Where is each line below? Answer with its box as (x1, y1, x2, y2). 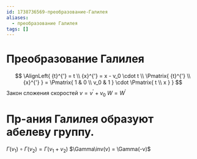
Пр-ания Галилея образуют (6, 112, 154, 125)
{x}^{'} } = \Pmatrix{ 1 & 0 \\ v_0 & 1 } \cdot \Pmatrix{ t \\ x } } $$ (23, 79, 182, 86)
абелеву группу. (6, 125, 95, 139)
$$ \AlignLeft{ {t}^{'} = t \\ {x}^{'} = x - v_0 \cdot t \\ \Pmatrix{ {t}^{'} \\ (15, 72, 191, 80)
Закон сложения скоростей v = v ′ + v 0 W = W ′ (6, 88, 127, 98)
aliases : (6, 15, 29, 21)
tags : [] (6, 26, 29, 32)
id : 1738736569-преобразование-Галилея (6, 9, 108, 15)
